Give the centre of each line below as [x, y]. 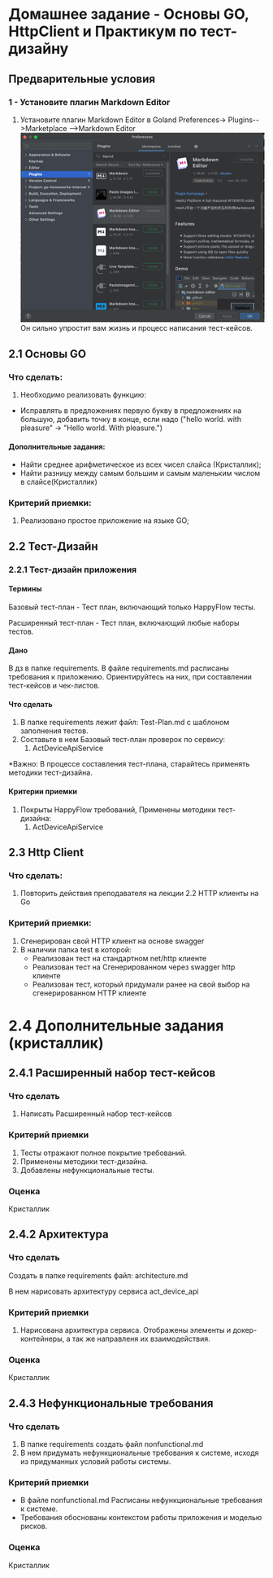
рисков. [34, 1526]
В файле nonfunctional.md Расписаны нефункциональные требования [141, 1501]
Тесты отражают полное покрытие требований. [103, 1153]
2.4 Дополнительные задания [116, 1025]
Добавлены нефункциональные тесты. [87, 1170]
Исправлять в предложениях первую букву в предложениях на [131, 410]
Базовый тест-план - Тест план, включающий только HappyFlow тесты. [132, 607]
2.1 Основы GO [48, 354]
